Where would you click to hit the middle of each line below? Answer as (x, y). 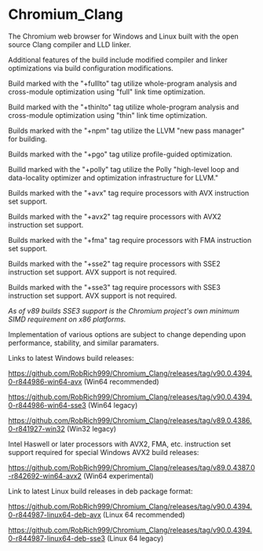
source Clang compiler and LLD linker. (70, 44)
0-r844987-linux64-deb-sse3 (57, 538)
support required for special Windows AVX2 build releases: (104, 452)
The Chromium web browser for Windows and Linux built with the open (124, 36)
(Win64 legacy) (113, 405)
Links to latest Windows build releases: (71, 358)
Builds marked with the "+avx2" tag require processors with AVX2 (115, 216)
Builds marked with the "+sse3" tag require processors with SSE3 (115, 287)
